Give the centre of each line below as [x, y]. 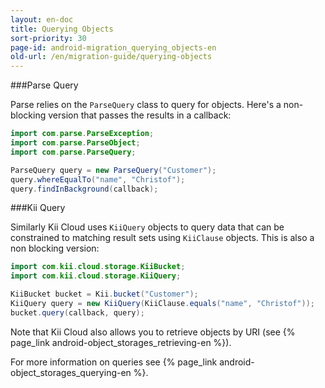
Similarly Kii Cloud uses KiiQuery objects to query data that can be [147, 227]
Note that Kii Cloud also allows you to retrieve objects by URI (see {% [153, 332]
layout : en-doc [42, 19]
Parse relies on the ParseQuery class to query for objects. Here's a [146, 105]
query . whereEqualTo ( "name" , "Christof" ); [98, 179]
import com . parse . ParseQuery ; [73, 152]
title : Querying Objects [62, 29]
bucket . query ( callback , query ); [77, 312]
